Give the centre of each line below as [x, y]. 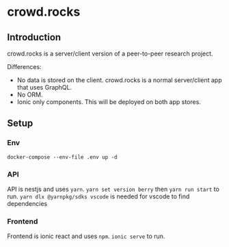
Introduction [34, 37]
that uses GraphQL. [44, 87]
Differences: [25, 67]
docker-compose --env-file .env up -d [62, 157]
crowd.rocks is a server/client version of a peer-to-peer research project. [110, 53]
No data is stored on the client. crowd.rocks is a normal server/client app [119, 80]
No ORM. [30, 94]
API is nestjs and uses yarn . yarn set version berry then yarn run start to [113, 189]
